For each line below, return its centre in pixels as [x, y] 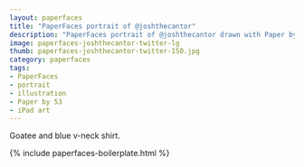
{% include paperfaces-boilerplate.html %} [90, 153]
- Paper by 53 [36, 102]
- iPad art [30, 110]
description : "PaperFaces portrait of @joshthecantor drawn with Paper [147, 34]
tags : [19, 69]
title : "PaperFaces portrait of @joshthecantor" [103, 26]
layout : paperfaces [46, 18]
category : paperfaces [50, 60]
